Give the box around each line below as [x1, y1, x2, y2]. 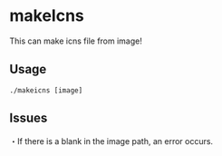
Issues [9, 111, 48, 126]
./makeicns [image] [9, 85, 83, 95]
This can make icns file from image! [9, 35, 142, 46]
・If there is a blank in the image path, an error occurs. [9, 135, 214, 146]
